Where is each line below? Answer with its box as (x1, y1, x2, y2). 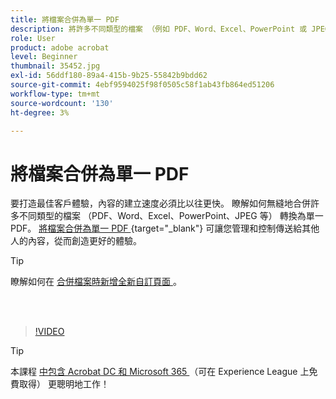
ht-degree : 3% (10, 107, 70, 118)
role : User (10, 33, 56, 43)
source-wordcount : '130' (10, 98, 114, 108)
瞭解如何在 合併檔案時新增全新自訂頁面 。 (10, 276, 182, 288)
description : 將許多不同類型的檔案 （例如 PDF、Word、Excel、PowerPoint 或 (10, 24, 308, 34)
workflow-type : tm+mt (10, 89, 101, 99)
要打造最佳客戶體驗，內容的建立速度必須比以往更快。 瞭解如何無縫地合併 (10, 197, 311, 210)
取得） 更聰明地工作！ (18, 378, 110, 390)
